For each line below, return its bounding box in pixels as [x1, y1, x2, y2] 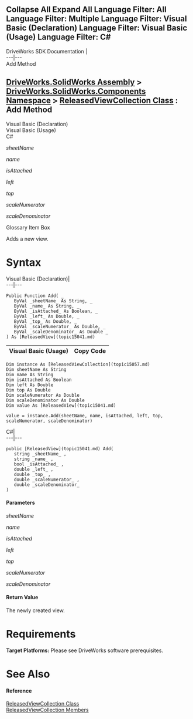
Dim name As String [6, 372, 54, 377]
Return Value [6, 594, 39, 601]
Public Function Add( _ [6, 293, 64, 299]
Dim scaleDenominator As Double [6, 397, 85, 403]
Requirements [6, 627, 76, 641]
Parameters [6, 499, 35, 507]
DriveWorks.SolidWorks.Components [6, 86, 146, 96]
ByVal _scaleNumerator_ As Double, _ [13, 323, 106, 329]
